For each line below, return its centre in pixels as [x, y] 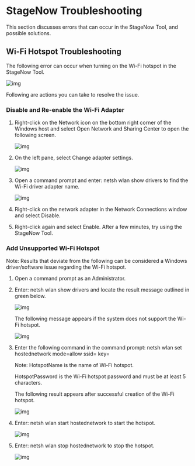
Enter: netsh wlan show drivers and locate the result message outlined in [102, 290]
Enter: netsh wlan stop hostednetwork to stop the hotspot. [84, 446]
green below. [30, 296]
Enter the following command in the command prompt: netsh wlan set [98, 348]
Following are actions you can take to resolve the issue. [73, 94]
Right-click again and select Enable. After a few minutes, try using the [98, 227]
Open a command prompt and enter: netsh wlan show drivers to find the [101, 180]
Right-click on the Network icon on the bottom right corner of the [93, 123]
